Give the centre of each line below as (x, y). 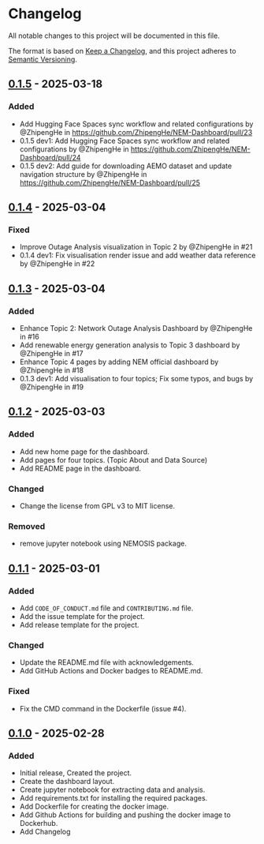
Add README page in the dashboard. (80, 468)
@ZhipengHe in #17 (51, 353)
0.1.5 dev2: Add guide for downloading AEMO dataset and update (126, 166)
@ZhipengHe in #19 (52, 387)
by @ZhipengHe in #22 (57, 264)
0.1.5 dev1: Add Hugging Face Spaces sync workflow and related (125, 141)
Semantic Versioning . (43, 59)
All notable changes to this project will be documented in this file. (114, 36)
